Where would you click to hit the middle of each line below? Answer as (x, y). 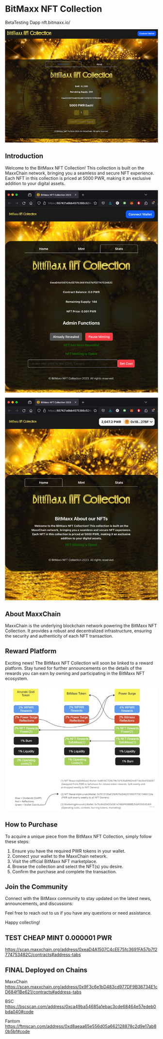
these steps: (17, 841)
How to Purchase (32, 825)
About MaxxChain (33, 614)
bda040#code (19, 1011)
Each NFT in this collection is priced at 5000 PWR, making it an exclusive (78, 178)
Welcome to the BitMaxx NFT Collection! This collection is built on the (75, 168)
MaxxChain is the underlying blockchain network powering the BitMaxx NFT (81, 626)
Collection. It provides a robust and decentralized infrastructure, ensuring (78, 631)
